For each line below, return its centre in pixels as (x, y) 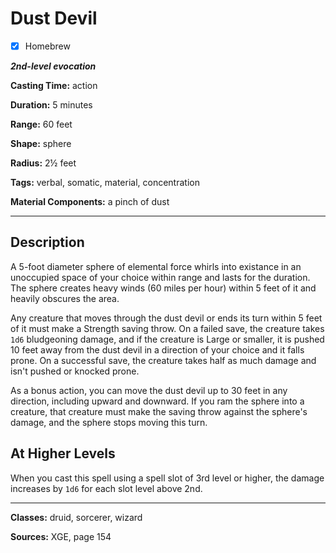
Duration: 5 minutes (51, 105)
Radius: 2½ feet (43, 163)
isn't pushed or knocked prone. (75, 371)
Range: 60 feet (41, 124)
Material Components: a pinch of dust (90, 201)
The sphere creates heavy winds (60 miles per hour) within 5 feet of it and (163, 288)
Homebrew (47, 46)
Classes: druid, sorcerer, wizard (76, 517)
